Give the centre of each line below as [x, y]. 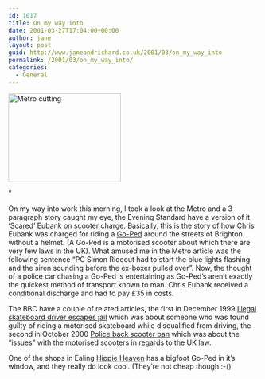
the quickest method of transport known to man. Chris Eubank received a [129, 284]
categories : [28, 68]
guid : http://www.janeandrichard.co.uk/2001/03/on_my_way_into [115, 53]
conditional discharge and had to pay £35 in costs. [91, 293]
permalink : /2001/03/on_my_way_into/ [71, 61]
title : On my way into [46, 23]
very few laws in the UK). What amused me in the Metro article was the [125, 251]
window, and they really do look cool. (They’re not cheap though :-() [120, 366]
